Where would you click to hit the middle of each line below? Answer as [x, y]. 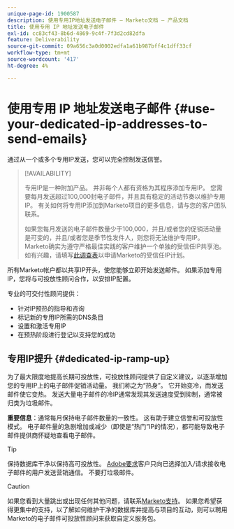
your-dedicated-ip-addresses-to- [108, 124]
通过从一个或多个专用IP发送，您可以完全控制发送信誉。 [87, 159]
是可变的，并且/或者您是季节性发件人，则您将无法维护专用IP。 [114, 237]
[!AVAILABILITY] [47, 173]
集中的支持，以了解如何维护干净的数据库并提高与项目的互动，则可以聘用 [123, 510]
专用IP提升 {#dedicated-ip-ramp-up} [89, 359]
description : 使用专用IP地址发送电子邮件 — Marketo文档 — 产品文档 [98, 20]
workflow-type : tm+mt [39, 53]
